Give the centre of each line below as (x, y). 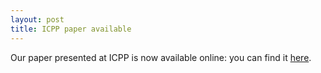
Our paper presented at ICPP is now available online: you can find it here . (161, 57)
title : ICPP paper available (71, 29)
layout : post (37, 19)
